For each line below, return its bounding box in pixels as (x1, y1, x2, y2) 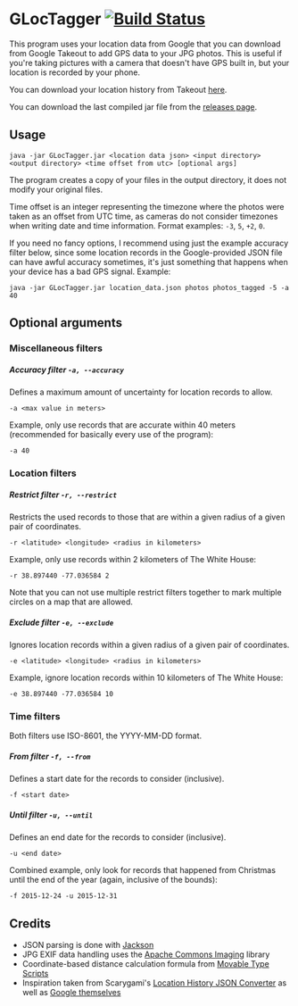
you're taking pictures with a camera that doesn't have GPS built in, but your (9, 57, 290, 68)
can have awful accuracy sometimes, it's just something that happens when (9, 256, 288, 267)
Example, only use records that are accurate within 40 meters (9, 420, 236, 430)
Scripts (21, 968, 49, 978)
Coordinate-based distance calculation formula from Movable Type (21, 958, 269, 969)
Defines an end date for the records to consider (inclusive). (9, 832, 227, 843)
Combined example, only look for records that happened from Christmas (9, 865, 277, 876)
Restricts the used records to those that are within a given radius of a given (9, 511, 286, 522)
